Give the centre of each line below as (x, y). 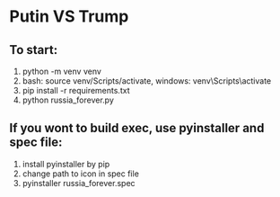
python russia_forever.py (68, 100)
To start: (34, 50)
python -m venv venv (61, 71)
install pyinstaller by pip (66, 164)
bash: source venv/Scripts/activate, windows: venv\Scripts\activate (147, 81)
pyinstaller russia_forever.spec (79, 183)
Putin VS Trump (69, 17)
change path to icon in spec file (80, 174)
